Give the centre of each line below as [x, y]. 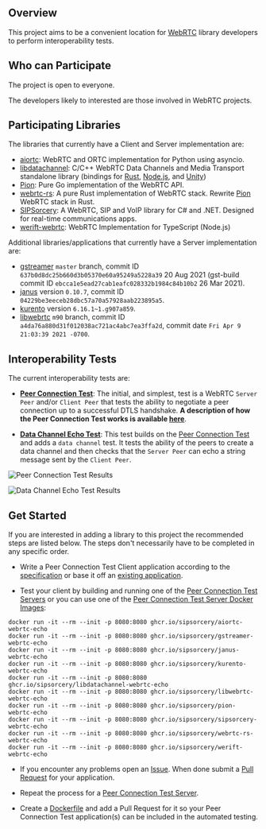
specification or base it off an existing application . [101, 575]
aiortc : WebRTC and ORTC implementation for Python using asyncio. [132, 160]
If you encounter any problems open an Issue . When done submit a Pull [137, 769]
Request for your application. [67, 777]
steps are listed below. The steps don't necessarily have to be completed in [132, 543]
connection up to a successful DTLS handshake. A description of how [135, 411]
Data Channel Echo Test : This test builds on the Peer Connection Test [135, 434]
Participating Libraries [65, 125]
